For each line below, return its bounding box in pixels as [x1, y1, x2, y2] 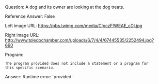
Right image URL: [5, 32, 40, 38]
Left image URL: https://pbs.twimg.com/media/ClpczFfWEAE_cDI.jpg [5, 23, 143, 28]
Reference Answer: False [5, 14, 55, 19]
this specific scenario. [5, 65, 55, 70]
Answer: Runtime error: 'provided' [5, 74, 73, 79]
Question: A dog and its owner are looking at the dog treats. [5, 4, 125, 10]
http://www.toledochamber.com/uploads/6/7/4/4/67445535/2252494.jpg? [5, 37, 154, 43]
